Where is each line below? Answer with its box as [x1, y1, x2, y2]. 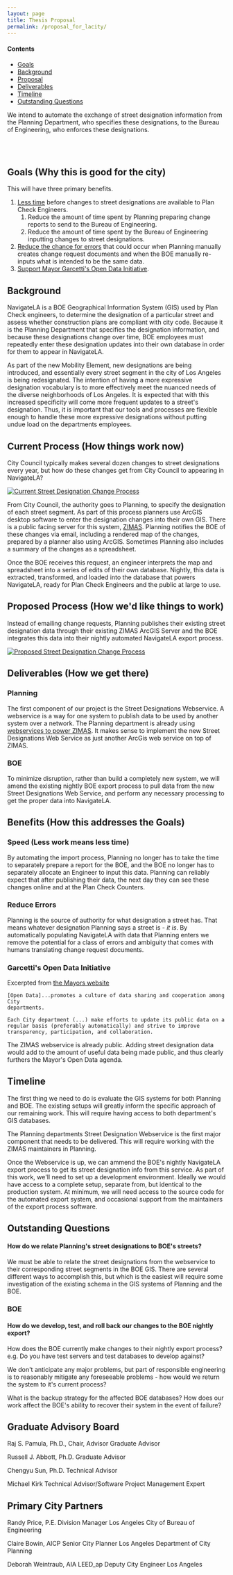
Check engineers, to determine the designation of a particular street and [7, 311, 214, 319]
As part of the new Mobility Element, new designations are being [7, 361, 192, 369]
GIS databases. [7, 1116, 51, 1124]
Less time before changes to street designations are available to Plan [17, 198, 215, 207]
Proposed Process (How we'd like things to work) [7, 601, 224, 613]
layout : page [7, 10, 45, 17]
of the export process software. [7, 1202, 98, 1211]
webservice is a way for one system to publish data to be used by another [7, 711, 218, 720]
